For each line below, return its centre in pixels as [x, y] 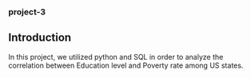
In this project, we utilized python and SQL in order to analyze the [116, 57]
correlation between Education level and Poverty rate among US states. [126, 65]
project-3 [27, 12]
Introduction [40, 38]
